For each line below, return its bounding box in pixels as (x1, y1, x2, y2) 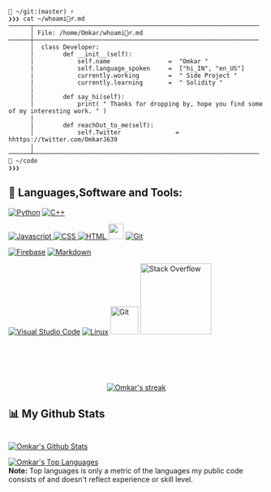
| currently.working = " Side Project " (29, 71, 238, 80)
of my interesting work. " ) (8, 107, 107, 115)
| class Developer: (29, 43, 100, 51)
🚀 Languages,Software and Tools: (8, 186, 183, 200)
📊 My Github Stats (8, 407, 105, 421)
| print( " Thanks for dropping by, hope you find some (29, 100, 264, 108)
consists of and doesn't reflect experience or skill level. (8, 474, 193, 484)
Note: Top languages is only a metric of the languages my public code (8, 465, 243, 475)
